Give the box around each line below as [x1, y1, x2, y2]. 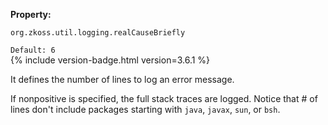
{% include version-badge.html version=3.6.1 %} [10, 54, 211, 66]
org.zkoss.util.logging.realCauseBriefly [10, 28, 186, 38]
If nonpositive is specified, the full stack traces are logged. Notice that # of [10, 93, 318, 104]
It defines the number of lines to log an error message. [10, 74, 235, 85]
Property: [10, 9, 52, 20]
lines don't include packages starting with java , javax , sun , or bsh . [10, 104, 281, 115]
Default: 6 [10, 45, 56, 55]
